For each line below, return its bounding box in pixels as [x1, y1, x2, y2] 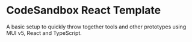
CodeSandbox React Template [6, 4, 161, 17]
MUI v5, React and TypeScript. [6, 29, 82, 36]
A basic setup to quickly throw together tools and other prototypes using [6, 23, 187, 30]
